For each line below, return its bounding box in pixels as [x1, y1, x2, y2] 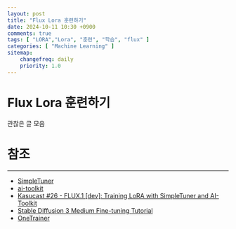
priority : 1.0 [20, 62, 61, 69]
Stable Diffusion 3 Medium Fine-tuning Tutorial [17, 206, 153, 214]
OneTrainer [17, 214, 51, 222]
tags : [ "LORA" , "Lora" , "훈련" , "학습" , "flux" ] [7, 36, 150, 43]
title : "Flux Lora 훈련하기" [7, 17, 86, 24]
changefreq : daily [20, 56, 74, 63]
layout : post [7, 10, 46, 18]
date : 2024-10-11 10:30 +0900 [7, 23, 96, 30]
